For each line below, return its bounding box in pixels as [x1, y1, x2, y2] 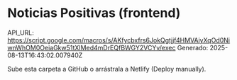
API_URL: [7, 28, 34, 37]
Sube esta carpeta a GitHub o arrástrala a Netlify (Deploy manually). [7, 64, 206, 73]
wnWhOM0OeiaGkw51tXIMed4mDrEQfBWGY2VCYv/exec [7, 43, 176, 52]
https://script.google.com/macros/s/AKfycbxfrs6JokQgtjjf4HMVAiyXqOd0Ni [7, 35, 231, 44]
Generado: [177, 43, 209, 52]
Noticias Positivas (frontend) [7, 5, 181, 21]
